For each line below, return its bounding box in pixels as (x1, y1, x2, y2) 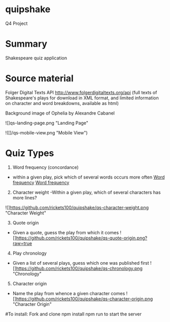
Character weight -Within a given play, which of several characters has (12, 189, 161, 195)
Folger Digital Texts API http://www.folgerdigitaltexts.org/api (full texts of (5, 89, 157, 95)
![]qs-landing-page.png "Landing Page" (5, 120, 89, 126)
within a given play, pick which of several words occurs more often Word (12, 174, 165, 180)
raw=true (12, 240, 32, 246)
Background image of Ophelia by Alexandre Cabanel (5, 110, 115, 116)
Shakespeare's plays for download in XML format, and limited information (5, 95, 159, 101)
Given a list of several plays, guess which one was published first (12, 260, 149, 266)
